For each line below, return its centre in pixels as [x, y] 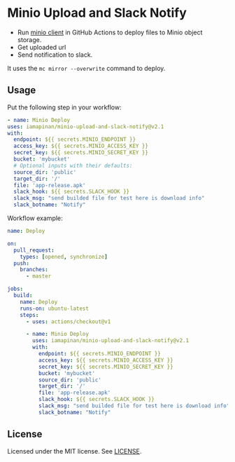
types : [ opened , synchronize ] [64, 257]
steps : [29, 315]
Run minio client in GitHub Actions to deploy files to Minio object [110, 32]
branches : [34, 270]
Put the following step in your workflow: [64, 107]
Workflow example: [35, 218]
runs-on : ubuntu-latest [55, 308]
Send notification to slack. [55, 55]
